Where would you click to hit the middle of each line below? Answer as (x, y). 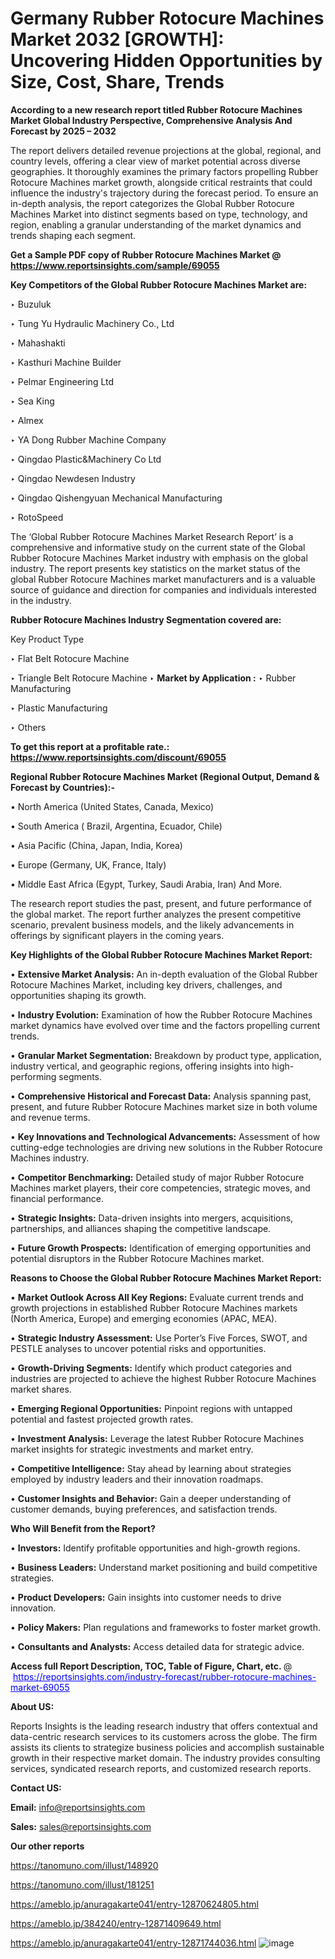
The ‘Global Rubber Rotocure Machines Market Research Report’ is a (152, 536)
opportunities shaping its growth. (78, 995)
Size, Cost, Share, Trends (117, 82)
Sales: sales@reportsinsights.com (81, 1826)
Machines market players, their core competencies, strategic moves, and (160, 1188)
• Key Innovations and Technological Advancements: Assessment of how (165, 1136)
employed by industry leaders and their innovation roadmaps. (137, 1479)
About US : (32, 1706)
